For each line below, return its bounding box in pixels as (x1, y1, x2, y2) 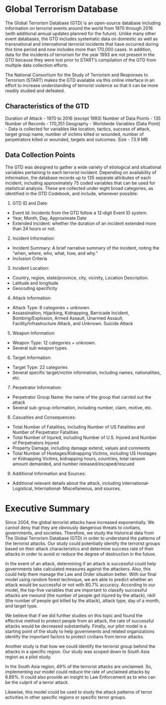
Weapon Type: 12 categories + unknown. (12, 340, 96, 346)
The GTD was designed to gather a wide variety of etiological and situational (5, 164, 162, 170)
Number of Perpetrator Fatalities (12, 429, 78, 435)
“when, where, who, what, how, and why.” (12, 250, 98, 256)
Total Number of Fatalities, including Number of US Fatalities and (12, 424, 145, 430)
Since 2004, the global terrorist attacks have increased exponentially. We (5, 519, 155, 525)
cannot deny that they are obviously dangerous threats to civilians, (5, 525, 141, 530)
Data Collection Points (5, 151, 75, 160)
